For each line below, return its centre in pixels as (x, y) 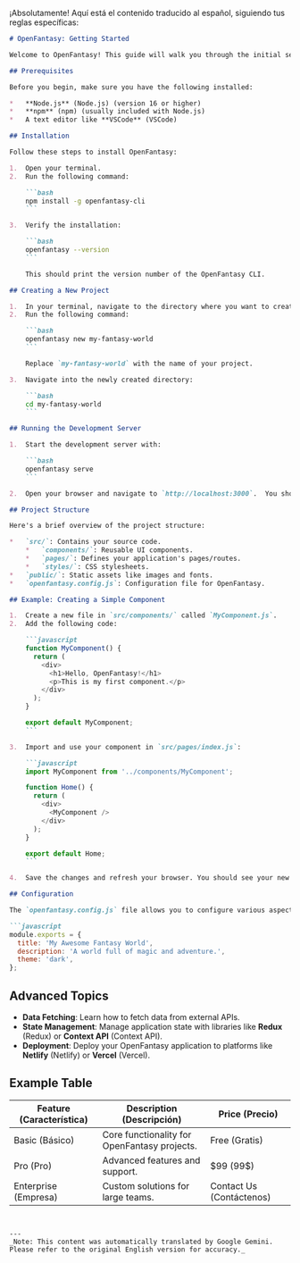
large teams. (128, 1197)
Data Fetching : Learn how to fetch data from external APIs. (131, 1016)
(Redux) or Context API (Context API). (92, 1036)
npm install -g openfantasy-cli (85, 201)
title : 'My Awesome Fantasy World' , (85, 943)
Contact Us (233, 1185)
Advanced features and (151, 1160)
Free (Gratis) (236, 1140)
